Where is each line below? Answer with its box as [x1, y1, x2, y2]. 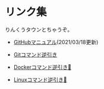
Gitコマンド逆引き [13, 51, 58, 58]
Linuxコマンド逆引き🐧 [13, 76, 67, 83]
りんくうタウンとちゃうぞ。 [5, 26, 73, 33]
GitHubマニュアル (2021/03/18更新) [13, 38, 99, 45]
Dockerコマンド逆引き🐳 [13, 63, 72, 71]
